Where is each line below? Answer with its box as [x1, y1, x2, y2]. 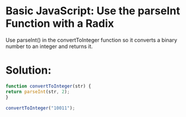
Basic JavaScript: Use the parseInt [5, 4, 180, 18]
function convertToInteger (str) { [5, 83, 92, 89]
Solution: [5, 64, 52, 77]
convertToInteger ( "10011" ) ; [5, 105, 76, 111]
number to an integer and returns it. [5, 43, 93, 50]
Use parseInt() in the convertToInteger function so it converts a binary [5, 36, 178, 43]
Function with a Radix [5, 17, 114, 30]
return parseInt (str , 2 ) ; [5, 88, 70, 94]
